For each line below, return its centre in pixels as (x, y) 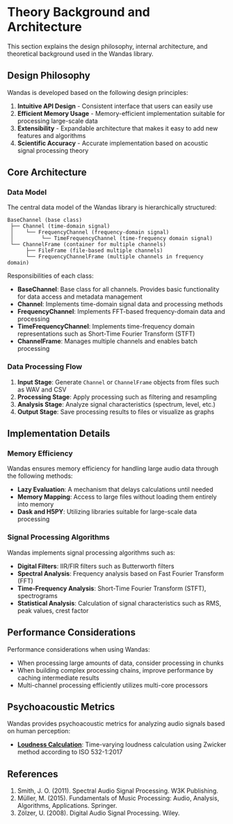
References (33, 774)
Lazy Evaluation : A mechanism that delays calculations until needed (115, 490)
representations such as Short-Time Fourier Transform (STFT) (106, 334)
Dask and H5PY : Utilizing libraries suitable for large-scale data (107, 512)
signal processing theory (53, 150)
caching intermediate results (58, 677)
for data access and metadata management (80, 297)
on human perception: (39, 731)
